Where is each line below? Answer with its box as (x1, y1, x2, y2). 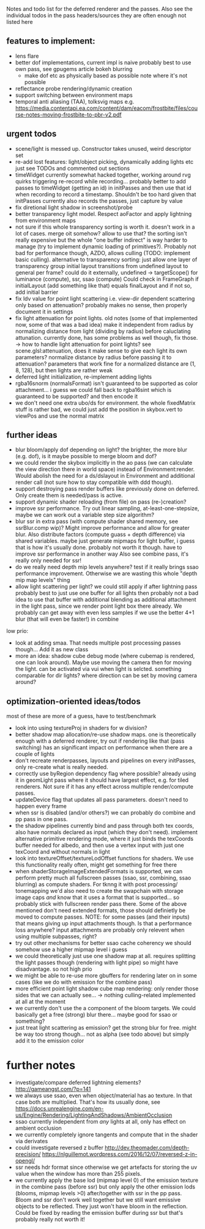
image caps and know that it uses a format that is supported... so (15, 894, 179, 901)
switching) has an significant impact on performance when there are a (15, 744, 193, 751)
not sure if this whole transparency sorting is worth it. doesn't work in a (15, 223, 195, 231)
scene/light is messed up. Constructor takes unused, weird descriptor (15, 145, 192, 152)
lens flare (15, 52, 39, 59)
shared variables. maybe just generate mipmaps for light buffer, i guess (15, 537, 195, 545)
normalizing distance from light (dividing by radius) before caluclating (15, 327, 191, 335)
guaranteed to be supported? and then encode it (15, 392, 138, 400)
